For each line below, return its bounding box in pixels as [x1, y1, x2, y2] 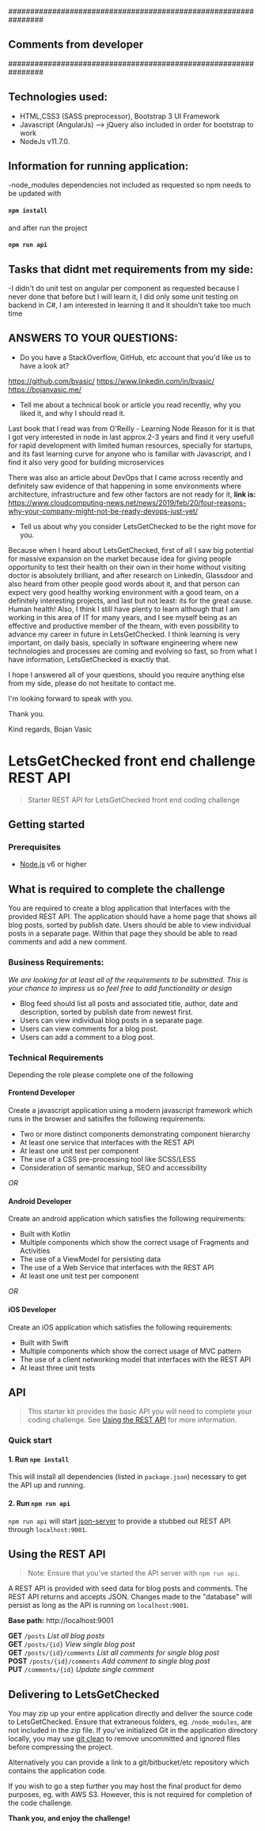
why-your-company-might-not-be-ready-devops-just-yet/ [8, 506, 199, 516]
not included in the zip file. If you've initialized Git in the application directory [8, 1726, 258, 1735]
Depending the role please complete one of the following [8, 1069, 194, 1079]
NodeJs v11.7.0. [19, 136, 70, 146]
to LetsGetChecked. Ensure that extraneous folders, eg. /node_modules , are [8, 1717, 252, 1727]
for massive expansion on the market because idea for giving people [8, 554, 232, 563]
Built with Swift [19, 1337, 69, 1347]
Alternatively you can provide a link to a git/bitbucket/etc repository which [8, 1757, 249, 1767]
